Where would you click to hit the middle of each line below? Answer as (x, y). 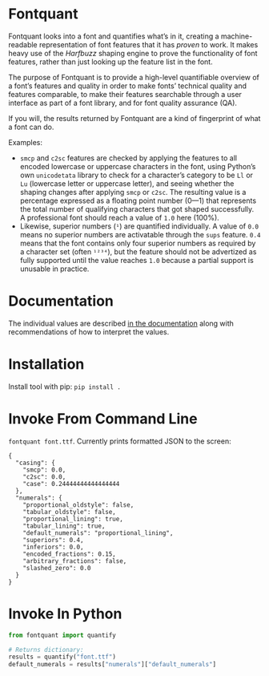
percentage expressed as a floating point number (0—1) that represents (138, 200)
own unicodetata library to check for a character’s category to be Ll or (137, 175)
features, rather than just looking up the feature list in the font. (111, 62)
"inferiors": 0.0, (53, 547)
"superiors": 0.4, (53, 540)
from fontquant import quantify (62, 635)
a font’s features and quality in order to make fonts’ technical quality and (127, 86)
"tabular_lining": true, (64, 526)
